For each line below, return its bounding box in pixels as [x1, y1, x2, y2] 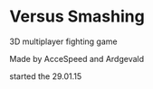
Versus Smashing [9, 6, 145, 27]
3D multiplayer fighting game [9, 36, 118, 47]
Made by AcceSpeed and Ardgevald [9, 53, 145, 64]
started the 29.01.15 [9, 70, 82, 82]
